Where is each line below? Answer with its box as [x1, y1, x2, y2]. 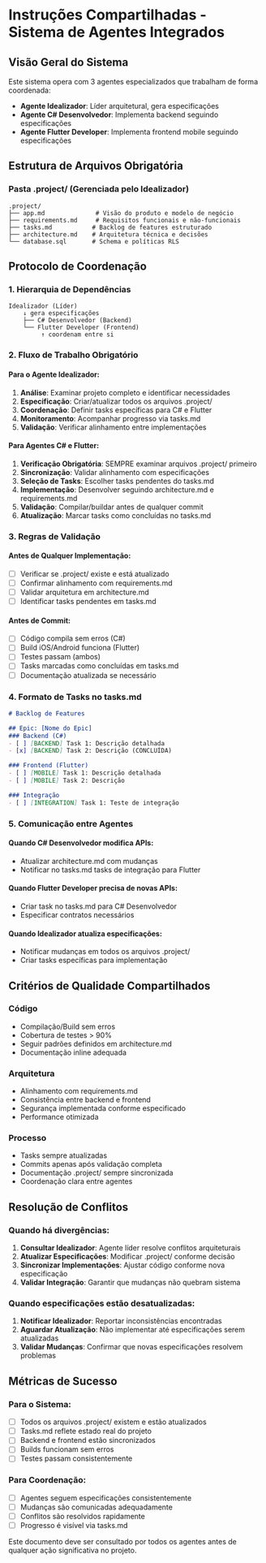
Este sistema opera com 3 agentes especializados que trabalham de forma [8, 77, 258, 86]
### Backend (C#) [8, 732, 67, 740]
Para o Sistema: [8, 1398, 71, 1410]
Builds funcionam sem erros [19, 1444, 114, 1454]
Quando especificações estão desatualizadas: [8, 1297, 195, 1309]
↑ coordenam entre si [41, 330, 114, 339]
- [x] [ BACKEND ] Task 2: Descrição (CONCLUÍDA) [8, 747, 173, 755]
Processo [8, 1133, 47, 1144]
